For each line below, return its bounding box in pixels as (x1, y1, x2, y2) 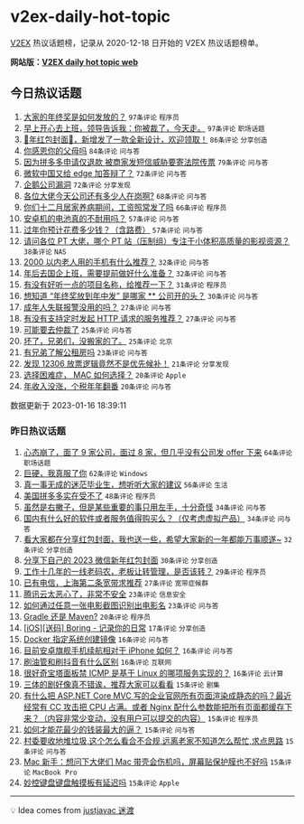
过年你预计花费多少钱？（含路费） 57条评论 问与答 (23, 224, 204, 235)
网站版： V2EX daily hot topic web (10, 56, 139, 67)
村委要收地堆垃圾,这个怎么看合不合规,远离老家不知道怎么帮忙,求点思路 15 (23, 735, 294, 746)
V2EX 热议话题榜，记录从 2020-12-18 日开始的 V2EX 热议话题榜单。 (10, 37, 264, 48)
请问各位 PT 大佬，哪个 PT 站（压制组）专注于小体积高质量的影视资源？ (23, 235, 290, 246)
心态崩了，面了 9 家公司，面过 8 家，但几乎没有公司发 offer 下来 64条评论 (23, 447, 292, 458)
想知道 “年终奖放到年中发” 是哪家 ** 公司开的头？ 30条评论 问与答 (23, 290, 259, 301)
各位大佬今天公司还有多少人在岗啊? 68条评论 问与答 (23, 190, 207, 201)
